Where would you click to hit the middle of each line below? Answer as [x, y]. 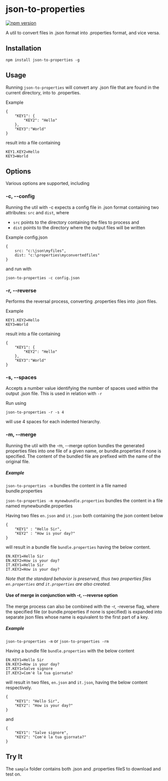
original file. [18, 461]
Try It [14, 757]
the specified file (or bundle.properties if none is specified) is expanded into [84, 612]
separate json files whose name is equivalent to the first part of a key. [77, 617]
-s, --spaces [21, 377]
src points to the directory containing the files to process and [76, 222]
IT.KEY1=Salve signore [29, 669]
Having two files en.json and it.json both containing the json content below [84, 515]
